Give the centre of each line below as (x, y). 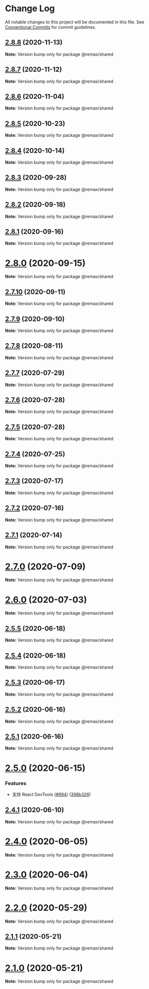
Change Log (30, 9)
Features (16, 783)
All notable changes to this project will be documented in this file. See (75, 22)
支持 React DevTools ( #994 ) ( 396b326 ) (51, 794)
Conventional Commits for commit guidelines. (50, 27)
